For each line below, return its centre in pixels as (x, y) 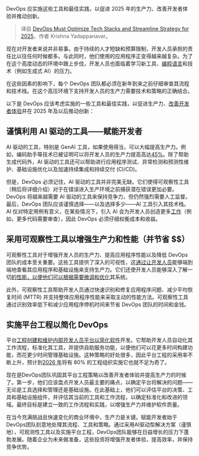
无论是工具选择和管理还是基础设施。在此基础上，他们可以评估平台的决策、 (97, 390)
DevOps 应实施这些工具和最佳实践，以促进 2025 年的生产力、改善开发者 (94, 9)
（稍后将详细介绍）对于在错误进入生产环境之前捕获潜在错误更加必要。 (92, 189)
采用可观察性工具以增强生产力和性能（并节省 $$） (98, 239)
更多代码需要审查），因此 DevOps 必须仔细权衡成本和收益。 (89, 219)
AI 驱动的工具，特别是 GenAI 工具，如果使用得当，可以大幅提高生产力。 (94, 146)
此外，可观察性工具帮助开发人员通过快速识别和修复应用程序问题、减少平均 (97, 289)
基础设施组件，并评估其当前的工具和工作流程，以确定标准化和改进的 (99, 397)
